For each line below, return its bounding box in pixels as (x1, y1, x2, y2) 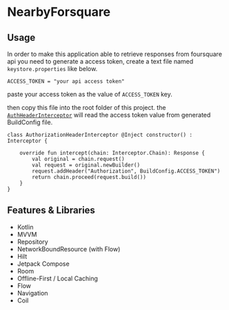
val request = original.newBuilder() (32, 162, 140, 168)
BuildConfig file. (7, 118, 53, 126)
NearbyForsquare (7, 4, 111, 20)
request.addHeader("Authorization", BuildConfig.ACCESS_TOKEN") (32, 168, 221, 175)
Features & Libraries (7, 204, 95, 216)
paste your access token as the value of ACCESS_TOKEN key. (7, 90, 172, 98)
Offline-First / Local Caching (17, 274, 99, 282)
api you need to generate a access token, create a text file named (7, 57, 194, 66)
